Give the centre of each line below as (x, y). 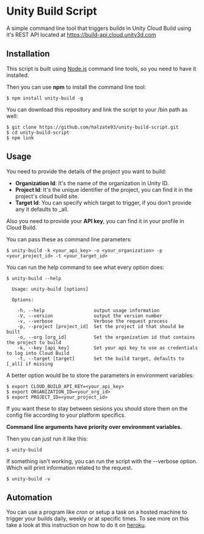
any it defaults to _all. (42, 209)
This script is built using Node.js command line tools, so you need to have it (101, 68)
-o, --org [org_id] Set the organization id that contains (106, 337)
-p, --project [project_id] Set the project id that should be (101, 326)
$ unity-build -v (28, 479)
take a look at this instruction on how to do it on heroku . (76, 525)
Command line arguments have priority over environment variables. (94, 426)
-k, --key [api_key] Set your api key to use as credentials (108, 348)
